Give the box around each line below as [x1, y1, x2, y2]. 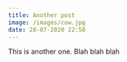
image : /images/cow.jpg [8, 19, 86, 26]
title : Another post [8, 11, 76, 19]
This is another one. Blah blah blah [8, 47, 120, 57]
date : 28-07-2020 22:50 [8, 26, 86, 33]
